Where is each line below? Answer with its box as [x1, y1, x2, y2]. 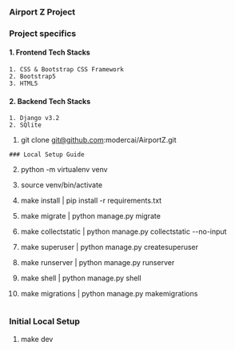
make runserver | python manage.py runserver [20, 258, 175, 268]
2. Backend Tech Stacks [9, 96, 91, 106]
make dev [20, 334, 54, 344]
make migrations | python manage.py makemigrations [20, 289, 198, 299]
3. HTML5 [9, 79, 38, 88]
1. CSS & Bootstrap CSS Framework [9, 66, 125, 74]
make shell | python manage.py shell [20, 273, 142, 283]
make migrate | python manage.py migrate [20, 211, 161, 221]
